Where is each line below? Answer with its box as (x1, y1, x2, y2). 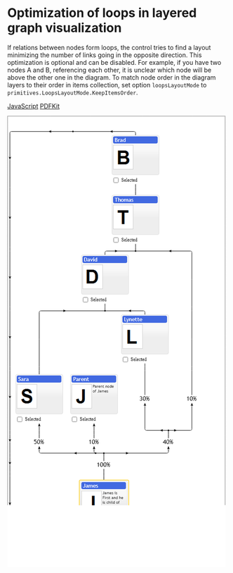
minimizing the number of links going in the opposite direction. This (7, 51, 202, 59)
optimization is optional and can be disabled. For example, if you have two (7, 58, 222, 66)
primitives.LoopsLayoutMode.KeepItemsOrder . (7, 88, 138, 97)
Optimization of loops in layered (7, 5, 197, 21)
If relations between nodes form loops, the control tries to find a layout (7, 43, 211, 51)
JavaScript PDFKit (7, 101, 60, 110)
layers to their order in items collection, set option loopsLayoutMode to (7, 80, 207, 89)
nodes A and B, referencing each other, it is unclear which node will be (7, 66, 212, 74)
